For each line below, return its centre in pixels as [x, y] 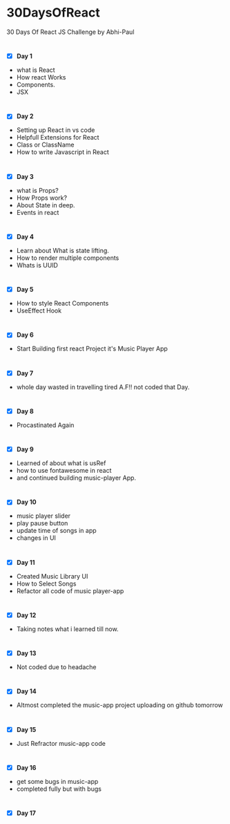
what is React [36, 70]
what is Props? [38, 190]
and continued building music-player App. [76, 478]
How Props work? [41, 198]
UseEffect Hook [39, 311]
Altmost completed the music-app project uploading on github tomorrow [120, 705]
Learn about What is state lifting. [63, 250]
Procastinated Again [45, 425]
